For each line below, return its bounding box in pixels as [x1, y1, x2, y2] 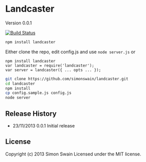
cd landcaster [5, 81, 36, 86]
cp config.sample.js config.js [5, 90, 72, 95]
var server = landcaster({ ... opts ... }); [5, 67, 101, 73]
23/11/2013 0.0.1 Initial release [12, 123, 75, 128]
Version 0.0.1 [5, 20, 32, 26]
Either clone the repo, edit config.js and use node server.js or [5, 49, 136, 55]
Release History [5, 109, 57, 118]
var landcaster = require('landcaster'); [5, 63, 95, 68]
